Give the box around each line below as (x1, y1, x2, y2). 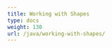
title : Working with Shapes (7, 10, 90, 18)
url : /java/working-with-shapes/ (7, 30, 106, 37)
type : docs (7, 17, 39, 24)
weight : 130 (7, 23, 42, 30)
